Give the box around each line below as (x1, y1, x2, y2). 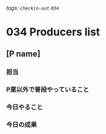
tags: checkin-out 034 (6, 4, 60, 11)
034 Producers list (6, 25, 100, 38)
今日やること (6, 103, 43, 111)
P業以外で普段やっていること (6, 86, 89, 94)
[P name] (6, 49, 40, 59)
